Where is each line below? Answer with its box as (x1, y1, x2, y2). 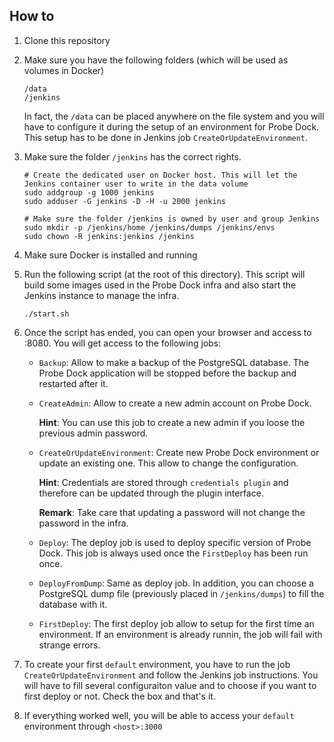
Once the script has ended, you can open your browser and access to (23, 326, 312, 338)
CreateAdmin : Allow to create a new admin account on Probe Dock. (38, 397, 312, 409)
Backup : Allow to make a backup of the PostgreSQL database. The (38, 356, 310, 368)
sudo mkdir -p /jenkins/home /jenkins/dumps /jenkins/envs (23, 222, 276, 233)
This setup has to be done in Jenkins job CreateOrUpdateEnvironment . (23, 131, 309, 143)
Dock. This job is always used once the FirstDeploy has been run (38, 547, 309, 559)
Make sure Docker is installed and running (23, 249, 198, 261)
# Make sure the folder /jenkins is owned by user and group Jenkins (23, 214, 321, 224)
